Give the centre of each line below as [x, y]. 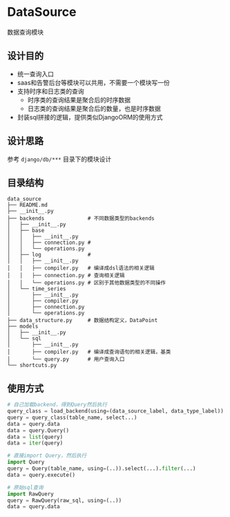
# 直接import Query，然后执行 [47, 456]
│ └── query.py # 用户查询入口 [66, 359]
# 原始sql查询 [25, 487]
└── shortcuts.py [32, 366]
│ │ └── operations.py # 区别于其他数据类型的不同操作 [86, 283]
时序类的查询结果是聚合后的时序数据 [79, 100]
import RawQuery [30, 494]
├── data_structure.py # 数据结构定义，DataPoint [83, 321]
